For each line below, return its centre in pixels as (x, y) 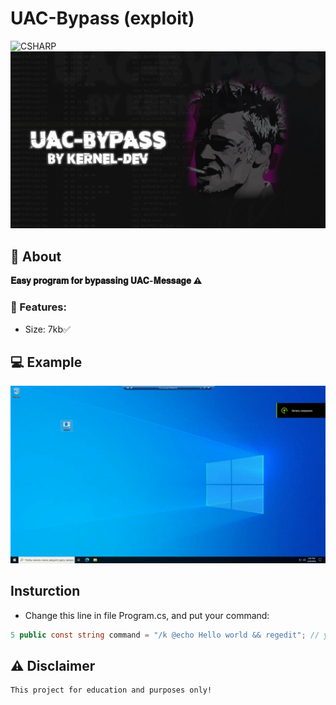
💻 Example (46, 362)
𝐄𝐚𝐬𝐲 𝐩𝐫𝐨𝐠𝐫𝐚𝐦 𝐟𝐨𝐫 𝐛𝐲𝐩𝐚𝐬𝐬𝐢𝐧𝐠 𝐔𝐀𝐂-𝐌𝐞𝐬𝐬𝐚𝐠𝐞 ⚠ (106, 281)
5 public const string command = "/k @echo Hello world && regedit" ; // (165, 635)
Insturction (45, 591)
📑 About (36, 256)
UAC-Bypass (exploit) (102, 18)
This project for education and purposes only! (111, 690)
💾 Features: (38, 307)
